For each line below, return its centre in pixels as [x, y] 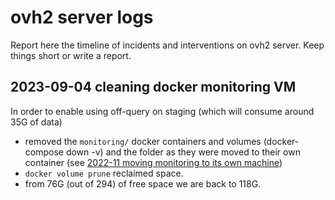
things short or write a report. [71, 55]
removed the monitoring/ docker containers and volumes [143, 141]
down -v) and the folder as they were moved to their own [183, 152]
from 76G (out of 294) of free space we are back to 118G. [143, 183]
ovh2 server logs [82, 17]
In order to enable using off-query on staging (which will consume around [162, 111]
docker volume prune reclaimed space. [104, 173]
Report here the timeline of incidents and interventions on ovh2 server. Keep [167, 45]
